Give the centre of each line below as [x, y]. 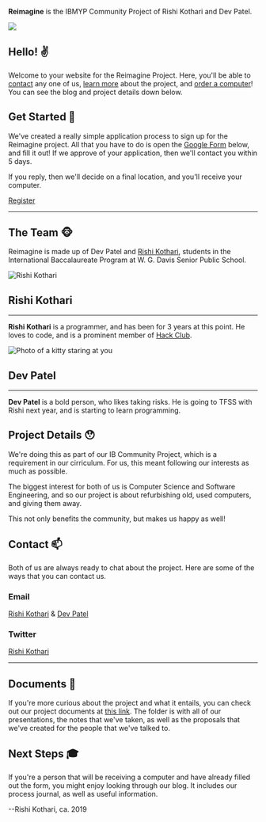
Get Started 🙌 [42, 117]
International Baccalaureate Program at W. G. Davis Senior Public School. [127, 260]
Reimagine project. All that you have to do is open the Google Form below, [129, 144]
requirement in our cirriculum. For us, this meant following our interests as [129, 462]
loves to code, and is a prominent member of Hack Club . [100, 335]
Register [22, 200]
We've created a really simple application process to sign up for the [118, 136]
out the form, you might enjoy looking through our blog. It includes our [123, 785]
